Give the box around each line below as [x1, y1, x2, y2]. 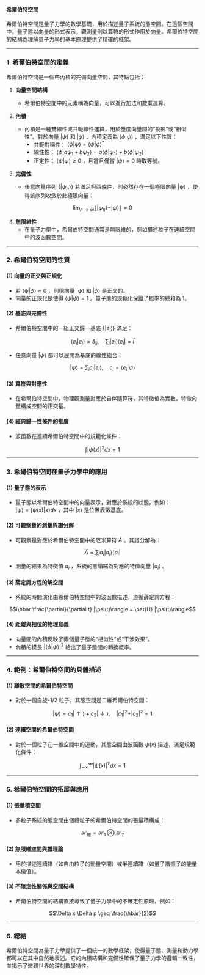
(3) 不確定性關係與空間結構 [6, 883, 74, 890]
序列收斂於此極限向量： [35, 191, 95, 199]
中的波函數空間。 [24, 233, 68, 241]
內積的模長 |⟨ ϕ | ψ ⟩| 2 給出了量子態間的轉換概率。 [15, 642, 135, 650]
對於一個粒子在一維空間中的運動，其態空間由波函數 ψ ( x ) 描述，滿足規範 [15, 741, 195, 748]
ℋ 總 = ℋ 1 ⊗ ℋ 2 [81, 829, 124, 837]
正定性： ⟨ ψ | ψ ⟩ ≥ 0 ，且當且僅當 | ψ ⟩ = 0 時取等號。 [33, 156, 164, 164]
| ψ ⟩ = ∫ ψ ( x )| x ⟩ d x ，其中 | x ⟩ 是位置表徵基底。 [15, 506, 127, 513]
